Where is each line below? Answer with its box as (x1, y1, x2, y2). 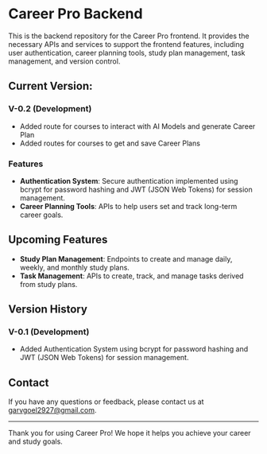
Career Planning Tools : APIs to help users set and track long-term (19, 201, 238, 211)
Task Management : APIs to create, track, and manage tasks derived (19, 271, 244, 281)
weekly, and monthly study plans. (19, 262, 130, 272)
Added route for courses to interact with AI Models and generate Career (19, 121, 256, 131)
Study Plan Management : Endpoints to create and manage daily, (19, 254, 233, 263)
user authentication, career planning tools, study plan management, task (8, 48, 246, 57)
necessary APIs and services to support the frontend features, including (8, 39, 245, 49)
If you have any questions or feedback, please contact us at (8, 397, 204, 406)
